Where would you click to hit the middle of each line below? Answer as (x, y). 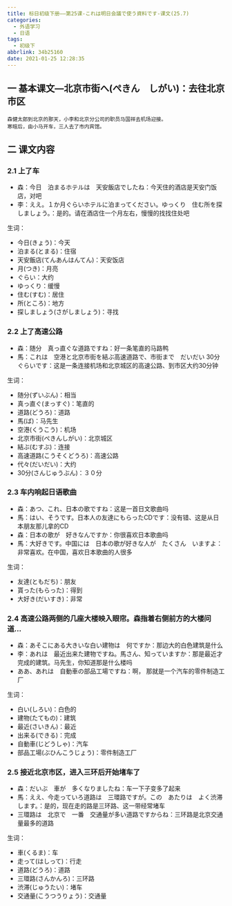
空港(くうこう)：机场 (47, 429)
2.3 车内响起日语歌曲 (42, 492)
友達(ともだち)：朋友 (47, 581)
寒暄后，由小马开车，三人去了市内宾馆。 (56, 126)
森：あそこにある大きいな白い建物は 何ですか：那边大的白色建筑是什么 (120, 646)
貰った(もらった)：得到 (50, 590)
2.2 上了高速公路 (35, 332)
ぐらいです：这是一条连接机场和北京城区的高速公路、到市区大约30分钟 (118, 365)
